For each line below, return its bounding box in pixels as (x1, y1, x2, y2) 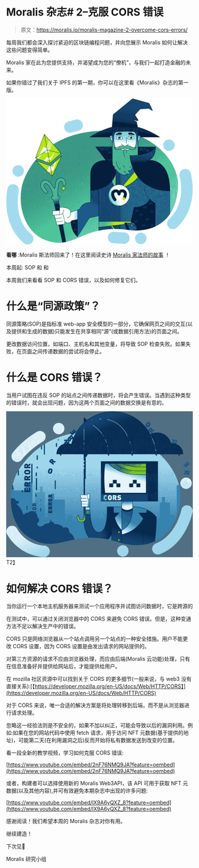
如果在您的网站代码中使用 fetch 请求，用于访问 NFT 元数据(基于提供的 (12, 729, 184, 737)
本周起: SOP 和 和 (6, 264, 49, 271)
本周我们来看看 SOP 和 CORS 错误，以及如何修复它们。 (6, 277, 141, 284)
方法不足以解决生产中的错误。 (6, 623, 79, 630)
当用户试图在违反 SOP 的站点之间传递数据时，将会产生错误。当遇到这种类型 (6, 392, 191, 399)
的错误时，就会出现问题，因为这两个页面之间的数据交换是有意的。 (6, 399, 167, 406)
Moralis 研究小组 (6, 856, 47, 863)
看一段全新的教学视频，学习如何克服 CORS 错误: (6, 749, 124, 756)
